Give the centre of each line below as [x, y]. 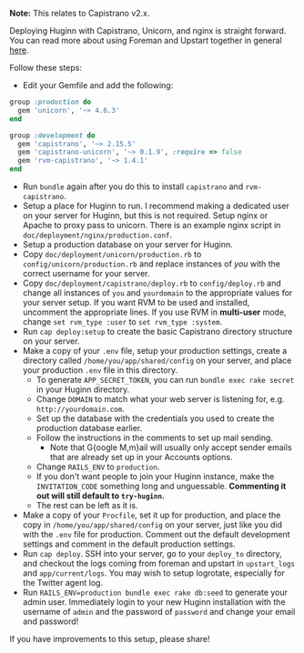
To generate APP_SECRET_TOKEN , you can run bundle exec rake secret [165, 380]
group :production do [51, 102]
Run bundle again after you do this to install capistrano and [133, 186]
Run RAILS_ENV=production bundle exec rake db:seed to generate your [155, 592]
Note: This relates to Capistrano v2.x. [80, 13]
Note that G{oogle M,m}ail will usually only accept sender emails [171, 447]
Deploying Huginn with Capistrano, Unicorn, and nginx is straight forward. [148, 30]
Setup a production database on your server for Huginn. [128, 244]
